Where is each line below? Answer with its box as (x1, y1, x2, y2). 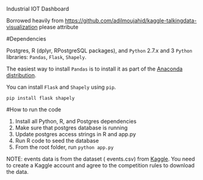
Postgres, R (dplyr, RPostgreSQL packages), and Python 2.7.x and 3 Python (6, 47, 193, 54)
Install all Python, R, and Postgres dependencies (15, 118, 137, 125)
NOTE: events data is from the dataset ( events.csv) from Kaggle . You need (6, 155, 195, 162)
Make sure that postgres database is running (15, 124, 128, 131)
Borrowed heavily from (6, 17, 64, 24)
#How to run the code (6, 106, 62, 113)
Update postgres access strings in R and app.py (15, 131, 136, 137)
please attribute (38, 24, 79, 30)
